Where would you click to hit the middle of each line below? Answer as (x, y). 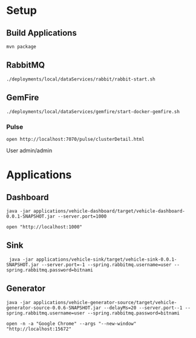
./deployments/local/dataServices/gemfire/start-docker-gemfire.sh (93, 112)
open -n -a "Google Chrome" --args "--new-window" (71, 323)
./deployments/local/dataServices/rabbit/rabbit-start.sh (81, 79)
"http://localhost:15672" (39, 329)
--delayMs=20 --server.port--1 (143, 308)
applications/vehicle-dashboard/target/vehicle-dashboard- (109, 211)
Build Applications (41, 33)
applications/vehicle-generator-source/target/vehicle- (105, 302)
